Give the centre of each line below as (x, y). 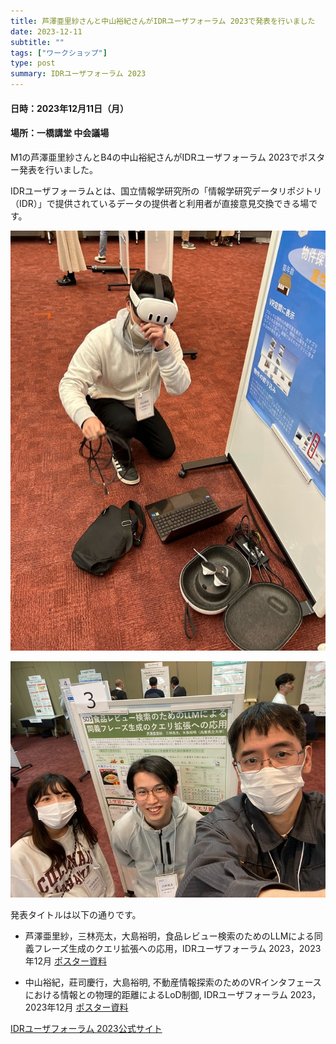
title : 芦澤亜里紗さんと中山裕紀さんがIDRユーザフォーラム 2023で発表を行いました (163, 21)
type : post (33, 63)
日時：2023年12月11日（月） (70, 108)
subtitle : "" (37, 42)
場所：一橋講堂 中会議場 (60, 133)
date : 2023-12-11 (46, 31)
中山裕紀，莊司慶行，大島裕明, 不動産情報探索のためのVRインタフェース (173, 982)
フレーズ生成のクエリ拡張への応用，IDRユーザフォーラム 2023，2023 (177, 949)
